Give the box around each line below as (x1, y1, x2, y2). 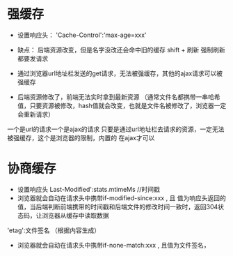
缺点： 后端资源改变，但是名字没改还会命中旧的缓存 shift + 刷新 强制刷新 (17, 45, 226, 54)
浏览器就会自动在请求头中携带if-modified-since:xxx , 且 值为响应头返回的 (17, 193, 226, 202)
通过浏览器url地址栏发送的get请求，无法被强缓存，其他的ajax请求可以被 (17, 69, 223, 77)
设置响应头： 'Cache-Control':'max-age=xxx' (17, 31, 147, 39)
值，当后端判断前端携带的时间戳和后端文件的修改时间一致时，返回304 (17, 202, 218, 211)
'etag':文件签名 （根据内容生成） (7, 226, 101, 234)
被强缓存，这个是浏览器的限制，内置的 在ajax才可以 (7, 133, 155, 142)
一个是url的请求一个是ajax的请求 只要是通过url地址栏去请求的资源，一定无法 (7, 125, 225, 133)
